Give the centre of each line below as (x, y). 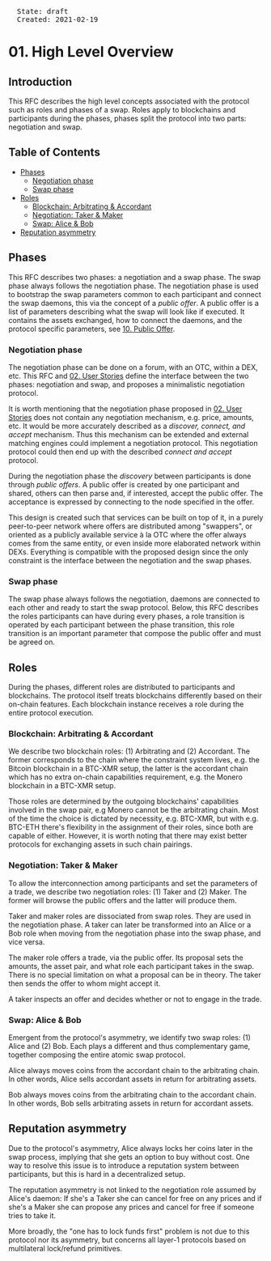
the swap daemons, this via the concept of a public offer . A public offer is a (133, 303)
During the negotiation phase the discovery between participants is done (130, 476)
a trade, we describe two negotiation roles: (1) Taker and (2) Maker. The (128, 892)
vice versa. (27, 941)
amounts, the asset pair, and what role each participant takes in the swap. (131, 966)
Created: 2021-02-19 (57, 19)
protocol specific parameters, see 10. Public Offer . (92, 329)
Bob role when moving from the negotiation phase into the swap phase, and (135, 933)
